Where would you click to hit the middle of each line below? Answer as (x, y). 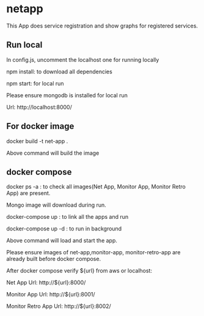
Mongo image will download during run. (56, 205)
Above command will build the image (53, 153)
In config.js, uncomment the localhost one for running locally (83, 59)
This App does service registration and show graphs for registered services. (102, 26)
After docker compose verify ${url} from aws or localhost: (79, 271)
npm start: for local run (35, 83)
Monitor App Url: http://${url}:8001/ (51, 295)
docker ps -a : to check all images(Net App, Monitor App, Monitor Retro (96, 187)
